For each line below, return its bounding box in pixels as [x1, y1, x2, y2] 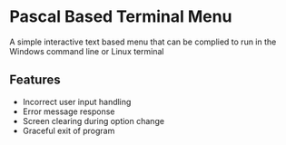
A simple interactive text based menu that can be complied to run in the [9, 36, 277, 47]
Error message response [22, 106, 115, 117]
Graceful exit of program [22, 125, 115, 136]
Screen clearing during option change [22, 115, 165, 126]
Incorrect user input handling [22, 96, 132, 107]
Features [9, 72, 61, 88]
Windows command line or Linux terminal [9, 45, 164, 56]
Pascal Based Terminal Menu [9, 6, 232, 27]
